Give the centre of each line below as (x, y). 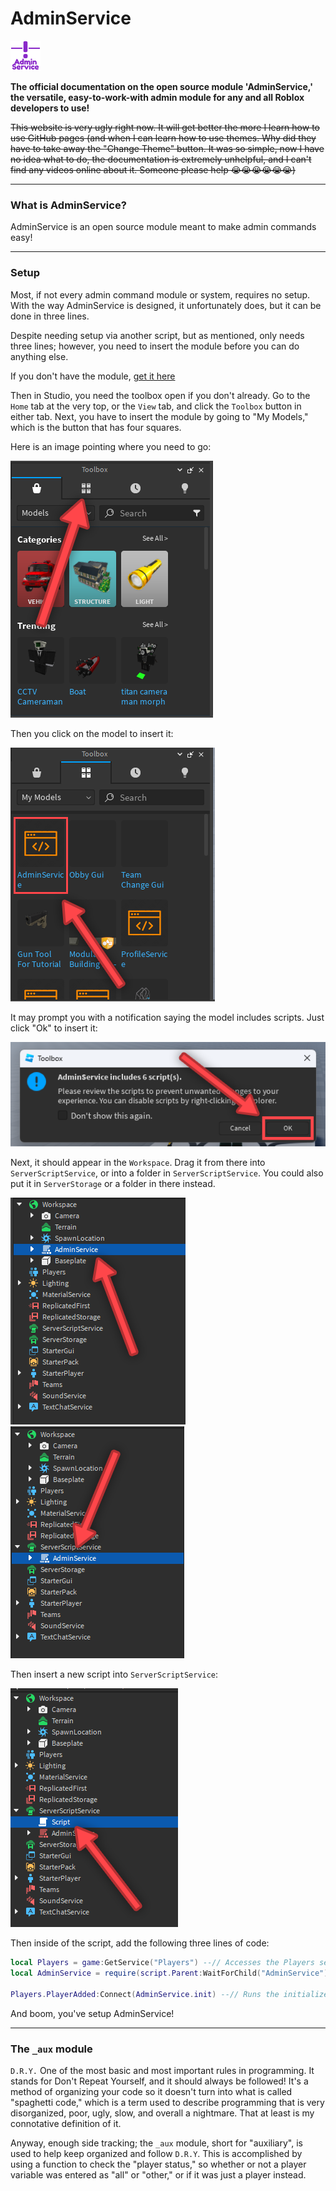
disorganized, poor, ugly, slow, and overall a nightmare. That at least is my (162, 2113)
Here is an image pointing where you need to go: (111, 446)
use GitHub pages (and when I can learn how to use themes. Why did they (163, 138)
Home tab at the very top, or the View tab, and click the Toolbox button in (156, 406)
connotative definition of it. (66, 2123)
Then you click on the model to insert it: (92, 733)
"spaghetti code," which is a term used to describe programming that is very (167, 2102)
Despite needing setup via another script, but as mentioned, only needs (157, 335)
